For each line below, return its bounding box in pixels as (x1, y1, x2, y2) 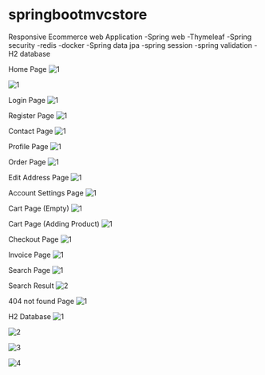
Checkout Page (8, 234, 59, 244)
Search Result (8, 281, 54, 290)
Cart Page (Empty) (8, 203, 69, 213)
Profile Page (8, 141, 49, 151)
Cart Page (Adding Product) (8, 219, 100, 228)
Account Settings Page (8, 187, 84, 197)
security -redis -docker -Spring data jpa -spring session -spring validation (8, 40, 253, 49)
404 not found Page (8, 296, 74, 306)
